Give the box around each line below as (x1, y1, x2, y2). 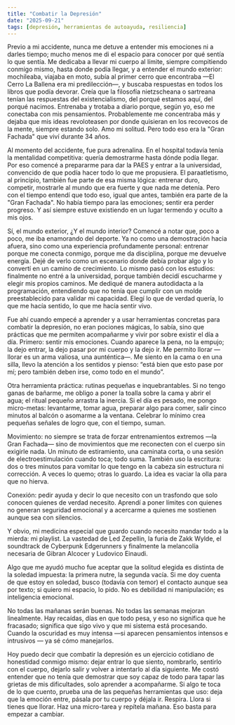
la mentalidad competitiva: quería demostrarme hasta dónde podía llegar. (7, 153, 219, 162)
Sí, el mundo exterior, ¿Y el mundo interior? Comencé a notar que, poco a (7, 227, 220, 236)
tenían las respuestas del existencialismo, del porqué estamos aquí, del (7, 95, 213, 103)
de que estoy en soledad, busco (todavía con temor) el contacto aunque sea (7, 578, 228, 586)
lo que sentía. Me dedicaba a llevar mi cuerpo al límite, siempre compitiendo (7, 58, 228, 66)
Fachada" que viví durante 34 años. (7, 132, 111, 141)
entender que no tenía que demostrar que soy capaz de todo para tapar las (7, 673, 225, 681)
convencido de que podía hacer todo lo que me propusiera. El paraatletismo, (7, 168, 229, 177)
